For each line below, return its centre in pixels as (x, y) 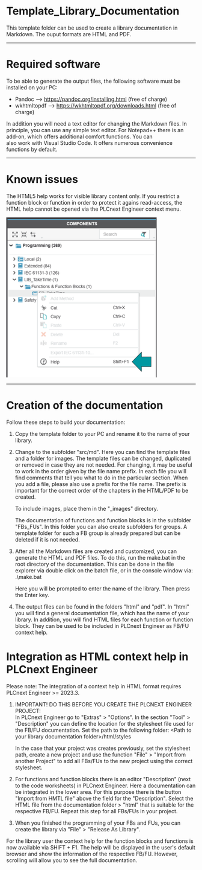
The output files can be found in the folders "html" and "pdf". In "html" (102, 607)
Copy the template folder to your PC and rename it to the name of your (103, 434)
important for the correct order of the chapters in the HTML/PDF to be (102, 491)
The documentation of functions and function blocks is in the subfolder (103, 520)
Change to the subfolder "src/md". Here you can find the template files (103, 452)
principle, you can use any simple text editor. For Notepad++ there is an (95, 130)
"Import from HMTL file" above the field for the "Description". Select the (104, 799)
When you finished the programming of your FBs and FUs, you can (98, 823)
